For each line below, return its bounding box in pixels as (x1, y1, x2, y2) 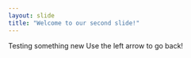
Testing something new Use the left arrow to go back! (8, 41, 184, 50)
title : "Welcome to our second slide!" (8, 19, 140, 27)
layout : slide (8, 11, 55, 20)
